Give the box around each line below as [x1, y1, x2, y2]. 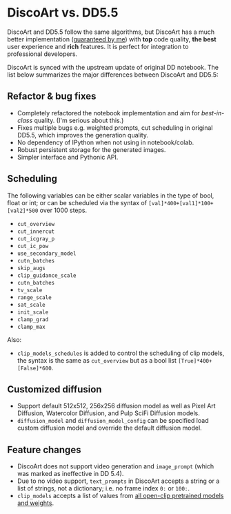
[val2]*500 [7, 207, 39, 214]
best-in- [201, 108, 225, 117]
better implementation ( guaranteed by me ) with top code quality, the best [7, 35, 217, 43]
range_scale [17, 294, 52, 301]
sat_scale [17, 301, 46, 308]
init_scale [17, 309, 49, 316]
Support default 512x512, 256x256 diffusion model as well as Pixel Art [17, 402, 216, 410]
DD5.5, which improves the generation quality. [17, 131, 148, 139]
